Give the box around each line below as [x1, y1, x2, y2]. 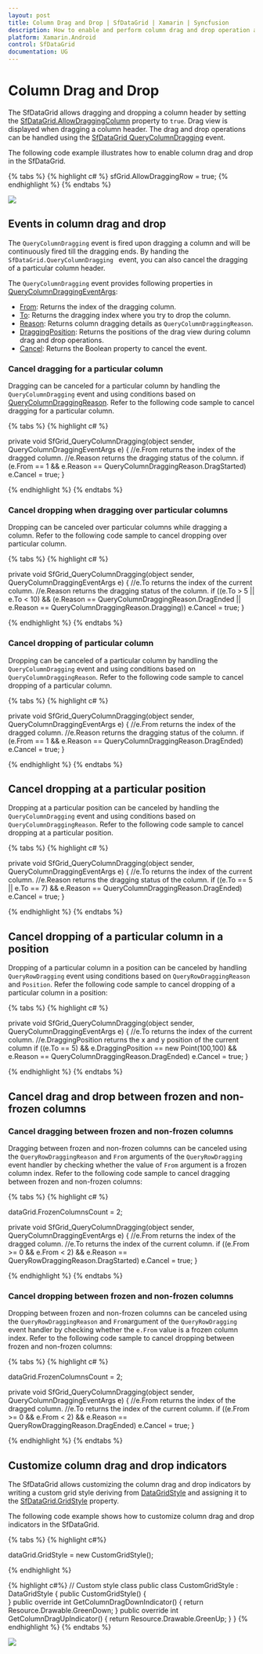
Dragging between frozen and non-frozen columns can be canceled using [8, 1143, 247, 1152]
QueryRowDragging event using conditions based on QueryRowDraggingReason [8, 971, 250, 981]
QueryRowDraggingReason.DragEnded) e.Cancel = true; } [8, 1421, 195, 1430]
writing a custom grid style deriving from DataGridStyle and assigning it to [8, 1488, 247, 1498]
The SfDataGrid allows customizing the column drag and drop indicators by [8, 1480, 251, 1489]
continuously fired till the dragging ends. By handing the [8, 246, 189, 256]
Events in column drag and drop [8, 217, 167, 231]
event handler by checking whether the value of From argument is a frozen [8, 1159, 247, 1170]
